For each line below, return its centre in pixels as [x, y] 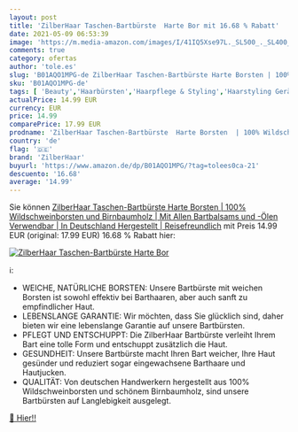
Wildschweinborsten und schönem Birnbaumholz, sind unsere [135, 391]
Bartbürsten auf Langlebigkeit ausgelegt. [96, 401]
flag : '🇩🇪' [31, 149]
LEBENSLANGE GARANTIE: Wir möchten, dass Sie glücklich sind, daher [153, 316]
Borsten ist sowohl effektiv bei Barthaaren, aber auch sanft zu [135, 297]
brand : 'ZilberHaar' [47, 157]
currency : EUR [35, 108]
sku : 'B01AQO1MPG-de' [49, 83]
